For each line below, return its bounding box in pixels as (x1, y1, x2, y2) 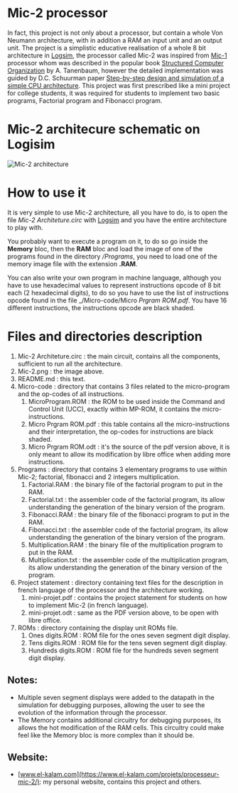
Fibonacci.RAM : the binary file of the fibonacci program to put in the (28, 510, 229, 519)
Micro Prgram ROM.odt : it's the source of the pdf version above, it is (28, 442, 230, 451)
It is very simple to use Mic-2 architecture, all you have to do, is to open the (7, 208, 228, 217)
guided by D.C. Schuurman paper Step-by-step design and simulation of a (7, 73, 225, 82)
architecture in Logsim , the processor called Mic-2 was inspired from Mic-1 (7, 51, 227, 60)
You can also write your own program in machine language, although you (7, 273, 222, 282)
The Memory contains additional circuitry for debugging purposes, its (17, 716, 222, 724)
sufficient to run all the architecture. (17, 359, 123, 368)
